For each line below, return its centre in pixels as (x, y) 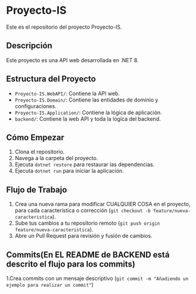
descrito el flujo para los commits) (71, 264)
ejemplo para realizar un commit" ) (50, 285)
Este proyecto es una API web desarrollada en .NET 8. (72, 60)
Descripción (29, 46)
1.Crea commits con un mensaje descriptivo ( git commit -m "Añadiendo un (97, 278)
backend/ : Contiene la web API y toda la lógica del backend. (88, 119)
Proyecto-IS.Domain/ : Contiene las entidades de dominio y (86, 100)
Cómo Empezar (35, 137)
